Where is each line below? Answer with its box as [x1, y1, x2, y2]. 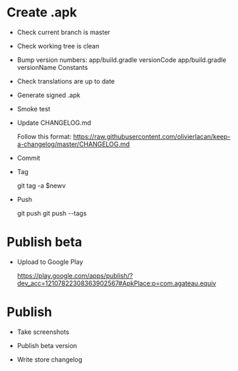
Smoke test [16, 104, 51, 113]
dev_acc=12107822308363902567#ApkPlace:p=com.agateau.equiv [16, 279, 217, 288]
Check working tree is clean [16, 41, 100, 50]
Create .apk [6, 4, 78, 21]
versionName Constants [16, 63, 88, 71]
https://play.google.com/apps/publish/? [16, 271, 133, 280]
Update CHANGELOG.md [16, 118, 92, 127]
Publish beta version [16, 341, 78, 350]
